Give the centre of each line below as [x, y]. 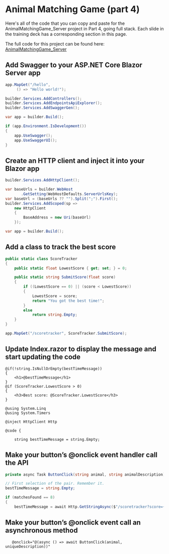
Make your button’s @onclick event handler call [81, 455]
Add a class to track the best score [61, 247]
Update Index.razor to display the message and [81, 349]
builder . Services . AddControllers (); [44, 99]
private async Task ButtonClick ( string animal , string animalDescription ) [85, 474]
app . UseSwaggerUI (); [36, 140]
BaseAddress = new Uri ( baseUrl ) [57, 218]
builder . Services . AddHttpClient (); [43, 180]
